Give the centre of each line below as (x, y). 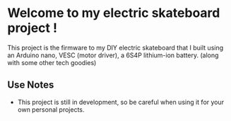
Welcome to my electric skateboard (114, 13)
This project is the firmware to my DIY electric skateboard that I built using (115, 47)
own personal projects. (51, 109)
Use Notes (31, 85)
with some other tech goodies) (52, 62)
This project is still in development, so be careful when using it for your (121, 102)
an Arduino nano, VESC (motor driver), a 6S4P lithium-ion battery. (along (113, 55)
